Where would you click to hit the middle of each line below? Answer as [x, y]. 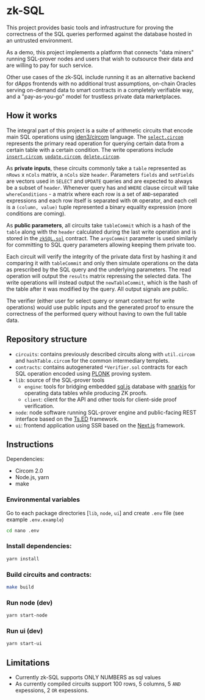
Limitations [28, 662]
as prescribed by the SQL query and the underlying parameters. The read [99, 270]
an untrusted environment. [40, 40]
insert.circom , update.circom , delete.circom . [63, 156]
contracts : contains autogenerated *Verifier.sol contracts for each [101, 367]
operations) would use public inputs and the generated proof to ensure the [100, 307]
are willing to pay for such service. [50, 65]
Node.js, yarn [32, 477]
